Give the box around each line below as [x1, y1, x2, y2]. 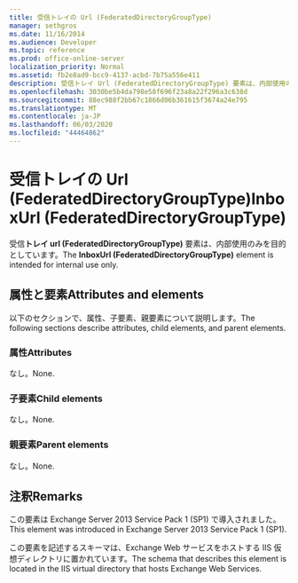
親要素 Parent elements [9, 438, 109, 451]
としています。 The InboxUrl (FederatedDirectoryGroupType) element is [9, 249, 274, 260]
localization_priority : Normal [9, 63, 125, 72]
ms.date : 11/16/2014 [9, 29, 86, 38]
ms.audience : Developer [9, 37, 98, 47]
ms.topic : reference [9, 46, 86, 55]
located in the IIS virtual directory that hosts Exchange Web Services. [9, 563, 263, 574]
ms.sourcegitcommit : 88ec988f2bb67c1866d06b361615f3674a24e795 [9, 95, 248, 105]
